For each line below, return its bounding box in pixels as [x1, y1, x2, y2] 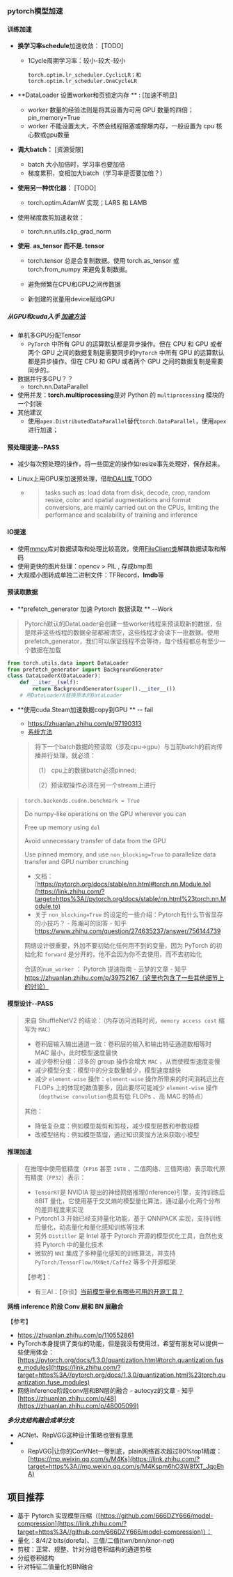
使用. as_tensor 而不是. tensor [17, 242, 105, 250]
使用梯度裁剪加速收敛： [17, 213, 85, 222]
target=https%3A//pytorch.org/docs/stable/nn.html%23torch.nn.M [34, 894, 227, 903]
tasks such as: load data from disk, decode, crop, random [45, 488, 211, 497]
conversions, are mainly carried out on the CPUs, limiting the [45, 504, 219, 512]
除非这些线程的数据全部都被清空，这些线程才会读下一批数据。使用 [30, 628, 220, 636]
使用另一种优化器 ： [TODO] [17, 183, 97, 193]
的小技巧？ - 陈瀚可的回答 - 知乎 [34, 919, 127, 927]
